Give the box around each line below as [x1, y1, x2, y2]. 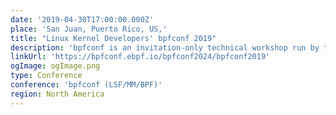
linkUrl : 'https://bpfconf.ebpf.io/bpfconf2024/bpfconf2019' [10, 52, 271, 62]
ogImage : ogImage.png [10, 61, 101, 71]
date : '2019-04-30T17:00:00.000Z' [10, 14, 155, 25]
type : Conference [10, 71, 83, 81]
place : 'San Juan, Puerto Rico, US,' [10, 24, 168, 34]
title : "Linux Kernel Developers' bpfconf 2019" [10, 33, 217, 43]
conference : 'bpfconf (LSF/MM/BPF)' [10, 80, 163, 90]
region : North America [10, 89, 105, 99]
